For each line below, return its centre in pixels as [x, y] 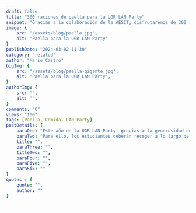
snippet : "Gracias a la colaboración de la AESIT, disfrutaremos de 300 [96, 22]
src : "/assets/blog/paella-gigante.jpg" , [67, 71]
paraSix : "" [31, 169]
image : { [17, 28]
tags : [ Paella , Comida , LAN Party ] [49, 120]
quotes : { [19, 180]
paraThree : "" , [35, 147]
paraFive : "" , [34, 163]
